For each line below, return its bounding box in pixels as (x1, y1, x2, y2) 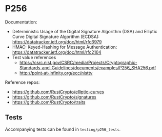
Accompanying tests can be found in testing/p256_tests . (5, 126, 121, 132)
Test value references (12, 54, 56, 60)
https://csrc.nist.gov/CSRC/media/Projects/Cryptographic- (19, 59, 138, 65)
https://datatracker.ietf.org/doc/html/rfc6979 (12, 39, 102, 44)
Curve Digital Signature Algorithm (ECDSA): (12, 34, 100, 39)
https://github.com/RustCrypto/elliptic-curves (12, 89, 104, 95)
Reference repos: (5, 79, 40, 85)
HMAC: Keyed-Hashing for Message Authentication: (12, 44, 117, 50)
